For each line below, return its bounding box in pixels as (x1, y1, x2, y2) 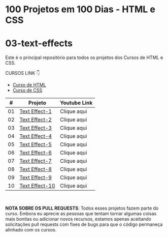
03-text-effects (5, 38, 73, 49)
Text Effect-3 (19, 125, 52, 132)
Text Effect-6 (19, 149, 52, 156)
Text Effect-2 (19, 116, 52, 123)
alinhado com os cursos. (5, 227, 57, 233)
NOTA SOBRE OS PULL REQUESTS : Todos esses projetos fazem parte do (5, 205, 159, 212)
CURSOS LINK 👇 (5, 70, 41, 76)
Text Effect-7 (19, 158, 52, 165)
